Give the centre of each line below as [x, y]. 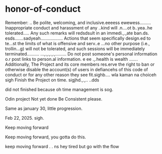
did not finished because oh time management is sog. [59, 89]
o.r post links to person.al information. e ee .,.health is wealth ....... [71, 59]
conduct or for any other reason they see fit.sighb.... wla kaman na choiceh [81, 75]
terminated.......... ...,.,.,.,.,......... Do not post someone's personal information [81, 54]
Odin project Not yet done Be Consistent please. [54, 99]
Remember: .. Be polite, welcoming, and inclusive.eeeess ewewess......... [78, 23]
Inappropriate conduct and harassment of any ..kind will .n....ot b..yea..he [79, 27]
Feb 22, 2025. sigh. [24, 118]
